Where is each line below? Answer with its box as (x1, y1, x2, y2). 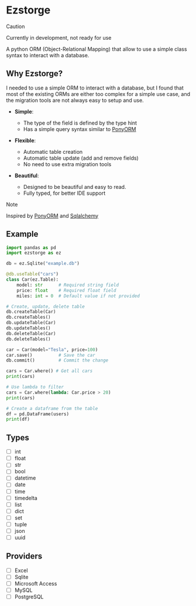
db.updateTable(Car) (6, 320, 57, 326)
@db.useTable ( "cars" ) (6, 271, 59, 277)
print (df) (6, 416, 30, 422)
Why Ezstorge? (6, 68, 63, 79)
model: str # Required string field (16, 282, 119, 288)
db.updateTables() (6, 325, 51, 331)
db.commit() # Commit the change (6, 357, 109, 363)
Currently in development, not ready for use (6, 34, 112, 41)
